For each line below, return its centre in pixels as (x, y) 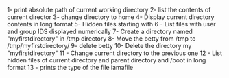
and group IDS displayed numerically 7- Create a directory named (100, 31)
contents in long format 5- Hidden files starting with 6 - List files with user (111, 24)
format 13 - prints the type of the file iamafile (70, 67)
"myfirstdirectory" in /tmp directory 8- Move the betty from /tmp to (101, 39)
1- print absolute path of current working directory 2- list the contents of (109, 10)
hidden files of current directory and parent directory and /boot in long (107, 60)
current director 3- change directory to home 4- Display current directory (111, 17)
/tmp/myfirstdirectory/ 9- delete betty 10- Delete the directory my (99, 46)
